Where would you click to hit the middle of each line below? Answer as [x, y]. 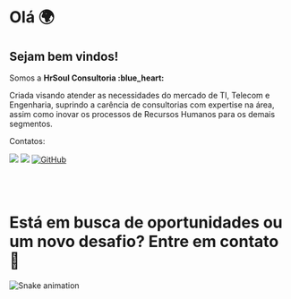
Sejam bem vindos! [64, 56]
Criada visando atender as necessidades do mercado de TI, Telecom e [140, 95]
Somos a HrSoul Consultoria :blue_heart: [87, 78]
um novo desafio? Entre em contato [144, 242]
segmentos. [31, 124]
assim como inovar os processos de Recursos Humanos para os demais [142, 114]
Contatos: [27, 141]
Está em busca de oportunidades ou [146, 222]
